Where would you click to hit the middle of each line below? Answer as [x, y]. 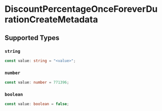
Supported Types [32, 38]
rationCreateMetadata [51, 19]
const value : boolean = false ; [37, 104]
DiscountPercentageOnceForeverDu [81, 9]
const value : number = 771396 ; [37, 82]
